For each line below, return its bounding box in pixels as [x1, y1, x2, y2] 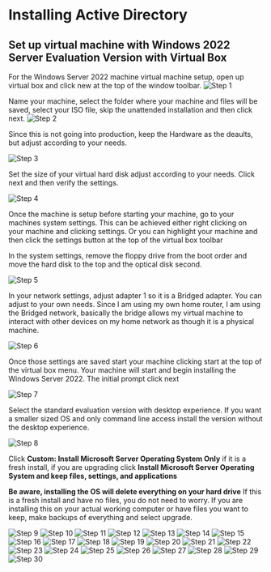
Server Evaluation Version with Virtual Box [8, 50, 227, 64]
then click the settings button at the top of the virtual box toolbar [8, 235, 223, 245]
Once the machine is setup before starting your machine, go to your [8, 209, 235, 219]
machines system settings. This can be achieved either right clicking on [8, 218, 248, 228]
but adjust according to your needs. [8, 138, 128, 147]
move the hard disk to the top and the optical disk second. [8, 259, 202, 269]
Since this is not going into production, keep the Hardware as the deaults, [8, 130, 253, 139]
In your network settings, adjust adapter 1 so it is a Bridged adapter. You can [8, 291, 263, 301]
